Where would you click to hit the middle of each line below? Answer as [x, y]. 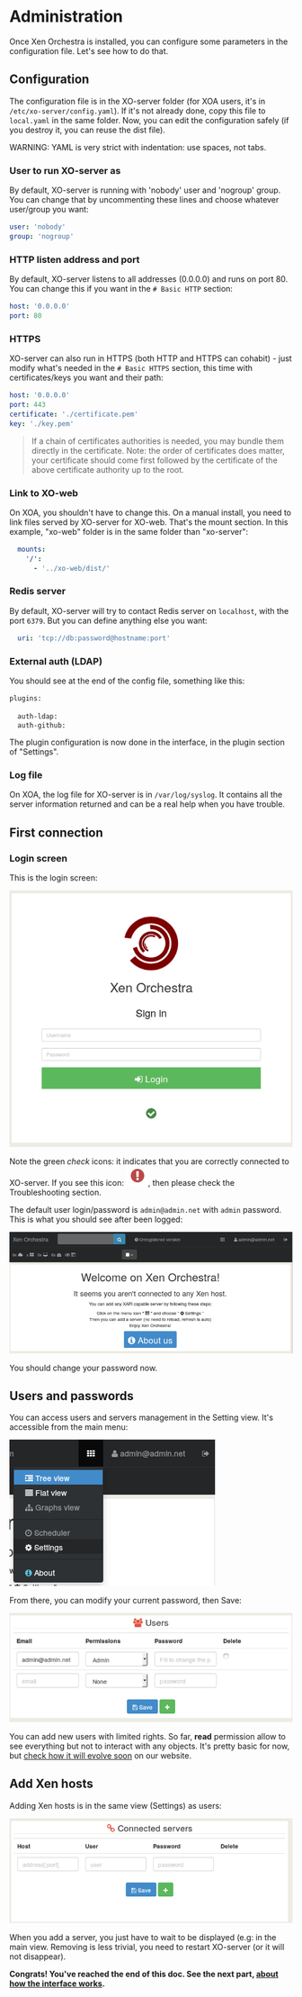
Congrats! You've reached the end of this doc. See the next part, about [144, 1974]
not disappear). [38, 1956]
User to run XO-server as [65, 170]
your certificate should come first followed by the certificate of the [155, 460]
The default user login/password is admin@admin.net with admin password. [146, 1209]
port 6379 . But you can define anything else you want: [109, 620]
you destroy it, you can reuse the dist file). [88, 130]
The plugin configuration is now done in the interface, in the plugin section [147, 742]
